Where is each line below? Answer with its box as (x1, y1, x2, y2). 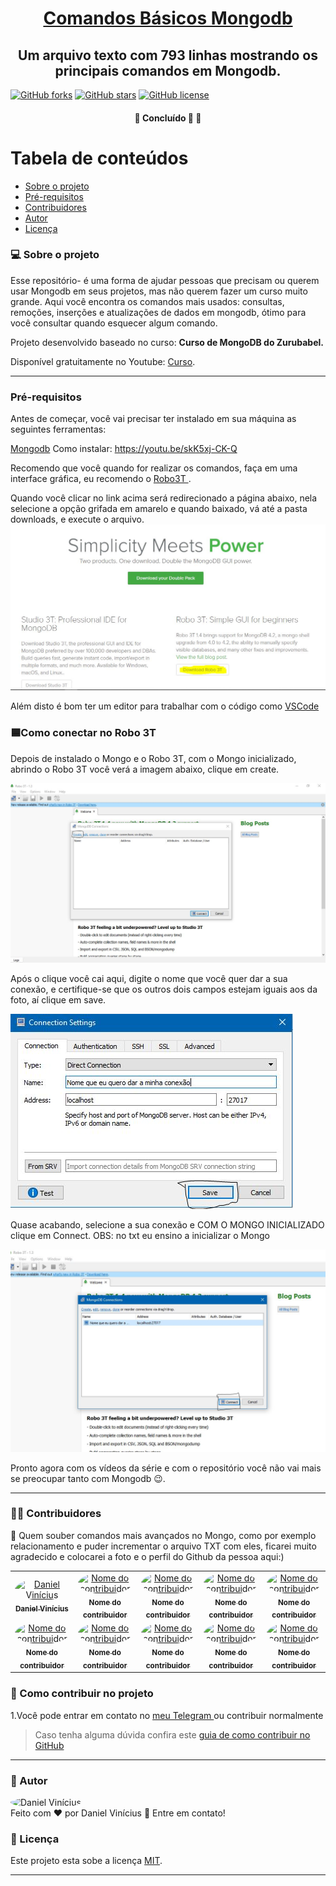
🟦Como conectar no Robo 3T (10, 726, 157, 740)
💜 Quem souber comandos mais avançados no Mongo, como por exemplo (10, 1529, 317, 1541)
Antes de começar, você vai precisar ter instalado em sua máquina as (10, 413, 297, 425)
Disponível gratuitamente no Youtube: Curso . (10, 355, 196, 367)
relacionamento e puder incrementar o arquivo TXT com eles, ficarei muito (10, 1540, 317, 1552)
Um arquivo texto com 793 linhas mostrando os (18, 47, 318, 64)
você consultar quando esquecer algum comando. (10, 317, 218, 329)
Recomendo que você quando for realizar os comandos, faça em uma (10, 462, 298, 474)
